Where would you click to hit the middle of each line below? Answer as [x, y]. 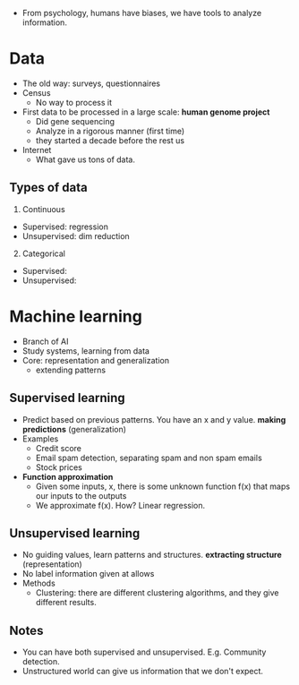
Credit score [59, 448]
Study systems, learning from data [86, 351]
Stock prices [59, 467]
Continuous [43, 209]
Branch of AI [45, 341]
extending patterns [70, 370]
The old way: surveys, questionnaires [91, 83]
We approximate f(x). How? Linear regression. [120, 505]
